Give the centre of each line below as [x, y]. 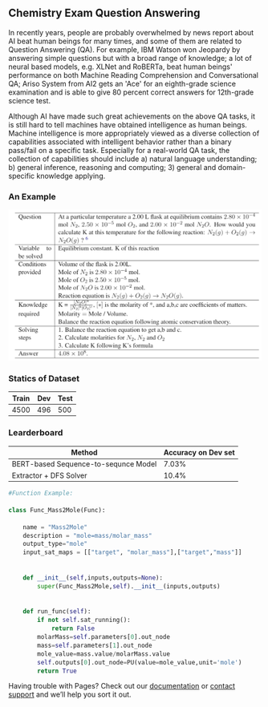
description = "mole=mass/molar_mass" [87, 535]
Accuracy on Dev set [199, 453]
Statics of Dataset [44, 378]
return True [57, 671]
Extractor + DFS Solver [49, 475]
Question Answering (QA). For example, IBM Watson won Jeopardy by [124, 49]
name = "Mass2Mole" [55, 527]
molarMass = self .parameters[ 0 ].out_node [104, 637]
